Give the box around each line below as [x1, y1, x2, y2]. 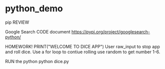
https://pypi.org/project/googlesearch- [71, 29, 150, 34]
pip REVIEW [5, 19, 30, 25]
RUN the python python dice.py [5, 58, 69, 64]
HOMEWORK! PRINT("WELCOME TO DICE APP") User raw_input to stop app [5, 43, 160, 49]
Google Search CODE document [5, 29, 70, 34]
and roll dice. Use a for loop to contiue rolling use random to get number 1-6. [5, 49, 161, 55]
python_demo [5, 3, 63, 14]
